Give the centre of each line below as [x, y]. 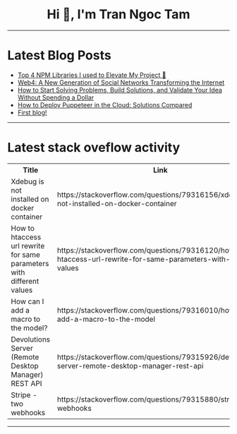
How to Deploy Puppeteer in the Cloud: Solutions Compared [105, 104]
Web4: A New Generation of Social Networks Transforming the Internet [121, 82]
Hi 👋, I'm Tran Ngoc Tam [119, 14]
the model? [29, 327]
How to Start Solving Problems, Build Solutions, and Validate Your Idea [120, 90]
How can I [28, 301]
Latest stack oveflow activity [94, 148]
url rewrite [28, 246]
